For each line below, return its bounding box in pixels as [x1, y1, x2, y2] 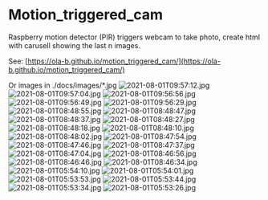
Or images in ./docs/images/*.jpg [8, 80, 117, 90]
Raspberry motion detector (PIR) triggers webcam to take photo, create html [8, 32, 261, 42]
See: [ [8, 56, 28, 66]
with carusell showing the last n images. [8, 40, 140, 50]
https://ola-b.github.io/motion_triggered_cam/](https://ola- [27, 56, 221, 66]
